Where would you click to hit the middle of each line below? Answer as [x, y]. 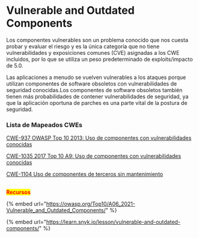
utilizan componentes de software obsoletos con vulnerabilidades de [92, 83]
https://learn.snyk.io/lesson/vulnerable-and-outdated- [113, 222]
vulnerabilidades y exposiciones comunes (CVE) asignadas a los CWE [93, 52]
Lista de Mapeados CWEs [44, 125]
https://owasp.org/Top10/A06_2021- [90, 204]
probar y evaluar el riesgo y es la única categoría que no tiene [83, 46]
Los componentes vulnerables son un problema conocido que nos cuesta [97, 40]
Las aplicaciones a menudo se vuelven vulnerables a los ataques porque [96, 77]
